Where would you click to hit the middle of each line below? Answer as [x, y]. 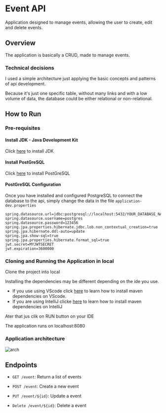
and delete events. [24, 27]
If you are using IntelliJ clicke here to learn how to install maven [77, 301]
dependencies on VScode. [39, 296]
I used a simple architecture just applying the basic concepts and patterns [81, 79]
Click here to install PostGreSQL [38, 173]
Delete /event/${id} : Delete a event [49, 406]
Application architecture [35, 339]
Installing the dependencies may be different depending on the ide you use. [82, 282]
